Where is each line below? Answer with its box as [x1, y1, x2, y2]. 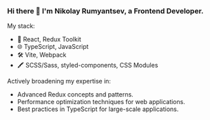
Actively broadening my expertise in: [7, 77, 112, 86]
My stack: [7, 22, 36, 30]
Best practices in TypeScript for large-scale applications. [17, 105, 179, 113]
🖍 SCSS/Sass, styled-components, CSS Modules [17, 61, 158, 70]
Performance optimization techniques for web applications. [17, 98, 186, 106]
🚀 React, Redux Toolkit [17, 35, 81, 43]
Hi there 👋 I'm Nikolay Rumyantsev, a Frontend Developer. [7, 6, 204, 16]
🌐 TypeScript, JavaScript [17, 43, 89, 51]
